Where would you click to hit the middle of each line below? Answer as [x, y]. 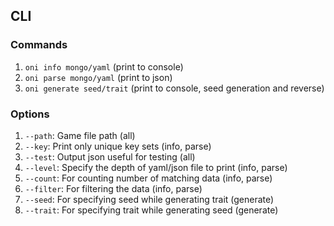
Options [30, 114]
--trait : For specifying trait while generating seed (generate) [151, 210]
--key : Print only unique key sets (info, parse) [118, 146]
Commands [39, 45]
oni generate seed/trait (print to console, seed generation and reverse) [174, 88]
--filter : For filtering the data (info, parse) [113, 188]
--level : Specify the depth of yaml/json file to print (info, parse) [156, 167]
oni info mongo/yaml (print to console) [104, 66]
